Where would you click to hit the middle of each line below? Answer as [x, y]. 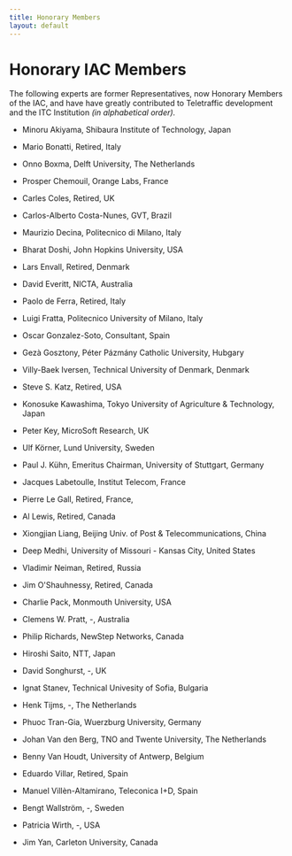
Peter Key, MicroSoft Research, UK [85, 431]
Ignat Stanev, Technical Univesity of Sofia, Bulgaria [115, 688]
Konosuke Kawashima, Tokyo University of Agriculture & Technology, [148, 405]
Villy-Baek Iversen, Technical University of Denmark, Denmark [135, 370]
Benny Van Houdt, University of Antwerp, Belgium [113, 757]
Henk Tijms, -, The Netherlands [79, 706]
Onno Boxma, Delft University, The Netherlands [108, 164]
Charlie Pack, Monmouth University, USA [97, 602]
